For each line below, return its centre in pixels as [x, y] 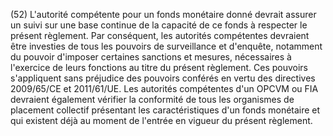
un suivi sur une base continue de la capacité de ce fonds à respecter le [159, 25]
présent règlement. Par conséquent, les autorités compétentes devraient [160, 35]
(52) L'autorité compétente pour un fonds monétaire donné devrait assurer [163, 14]
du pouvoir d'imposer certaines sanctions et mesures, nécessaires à [151, 57]
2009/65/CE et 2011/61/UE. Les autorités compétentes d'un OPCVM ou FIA [164, 88]
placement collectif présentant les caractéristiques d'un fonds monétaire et [165, 110]
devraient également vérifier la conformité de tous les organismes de [152, 99]
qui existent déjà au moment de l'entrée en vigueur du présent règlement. [161, 120]
